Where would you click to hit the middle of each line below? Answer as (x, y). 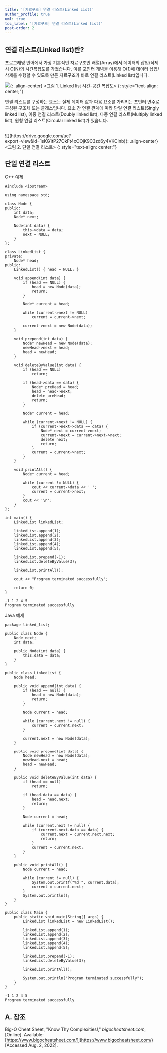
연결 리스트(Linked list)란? (45, 50)
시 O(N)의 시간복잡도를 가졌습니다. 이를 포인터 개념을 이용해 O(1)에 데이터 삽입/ (82, 69)
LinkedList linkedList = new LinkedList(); (69, 921)
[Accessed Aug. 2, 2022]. (32, 1045)
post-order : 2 (20, 28)
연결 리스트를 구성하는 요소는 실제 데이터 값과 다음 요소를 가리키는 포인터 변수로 (82, 101)
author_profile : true (28, 14)
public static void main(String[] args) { (59, 917)
